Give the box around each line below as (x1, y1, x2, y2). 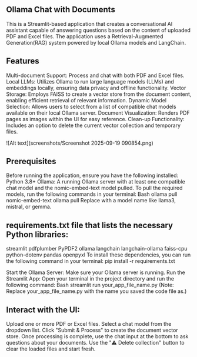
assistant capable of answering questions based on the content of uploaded (6, 26, 191, 34)
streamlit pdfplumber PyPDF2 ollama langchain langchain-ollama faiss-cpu (6, 245, 188, 252)
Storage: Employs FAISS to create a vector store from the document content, (6, 91, 192, 98)
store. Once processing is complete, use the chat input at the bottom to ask (6, 333, 189, 340)
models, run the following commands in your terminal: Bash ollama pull (6, 191, 178, 198)
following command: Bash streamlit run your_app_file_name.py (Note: (6, 282, 175, 289)
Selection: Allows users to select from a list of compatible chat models (6, 103, 176, 110)
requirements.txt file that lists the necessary (6, 220, 173, 230)
